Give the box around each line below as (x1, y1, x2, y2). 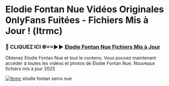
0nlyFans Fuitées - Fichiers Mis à (5, 14, 149, 26)
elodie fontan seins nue (22, 75, 72, 82)
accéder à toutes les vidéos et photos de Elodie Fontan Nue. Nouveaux (5, 60, 155, 67)
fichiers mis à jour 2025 (5, 66, 55, 72)
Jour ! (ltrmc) (5, 25, 63, 37)
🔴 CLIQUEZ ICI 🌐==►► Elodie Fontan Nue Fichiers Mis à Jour (5, 43, 160, 50)
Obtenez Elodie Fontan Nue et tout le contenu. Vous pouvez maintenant (5, 55, 156, 61)
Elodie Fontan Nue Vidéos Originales (5, 4, 164, 15)
